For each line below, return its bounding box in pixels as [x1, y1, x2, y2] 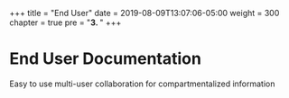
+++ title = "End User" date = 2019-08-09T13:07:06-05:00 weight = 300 [9, 8, 280, 18]
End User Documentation [9, 49, 201, 69]
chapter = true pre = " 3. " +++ [9, 17, 122, 28]
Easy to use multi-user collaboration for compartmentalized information [9, 78, 275, 89]
